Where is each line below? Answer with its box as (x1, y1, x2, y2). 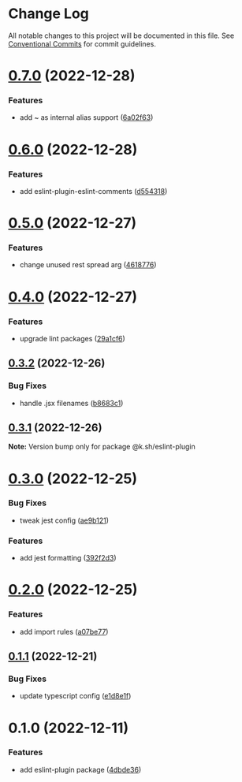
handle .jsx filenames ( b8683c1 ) (19, 398, 124, 408)
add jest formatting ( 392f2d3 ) (19, 553, 117, 563)
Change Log (8, 5, 89, 23)
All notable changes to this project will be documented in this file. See (8, 31, 235, 40)
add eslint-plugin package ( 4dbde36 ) (19, 765, 142, 774)
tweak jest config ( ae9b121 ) (19, 516, 109, 525)
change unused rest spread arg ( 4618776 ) (19, 260, 157, 270)
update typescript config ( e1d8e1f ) (19, 691, 132, 701)
